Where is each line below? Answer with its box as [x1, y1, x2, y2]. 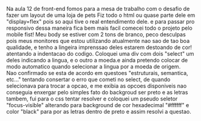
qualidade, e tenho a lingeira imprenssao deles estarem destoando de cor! [6, 44, 192, 51]
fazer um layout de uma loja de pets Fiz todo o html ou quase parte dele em [6, 11, 196, 19]
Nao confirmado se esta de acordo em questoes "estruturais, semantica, [6, 70, 188, 76]
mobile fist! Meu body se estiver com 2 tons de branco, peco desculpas [6, 31, 186, 38]
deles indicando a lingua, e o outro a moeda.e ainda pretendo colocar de [6, 57, 188, 64]
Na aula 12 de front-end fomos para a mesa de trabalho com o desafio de [6, 5, 190, 12]
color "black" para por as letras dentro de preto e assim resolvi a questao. [6, 108, 191, 115]
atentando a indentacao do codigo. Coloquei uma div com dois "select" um [6, 50, 194, 57]
